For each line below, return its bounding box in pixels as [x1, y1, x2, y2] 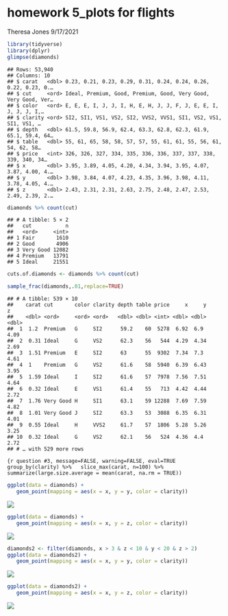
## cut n [7, 223, 69, 229]
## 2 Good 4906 [7, 240, 69, 248]
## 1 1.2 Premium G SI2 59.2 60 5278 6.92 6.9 [7, 326, 204, 332]
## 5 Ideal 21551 [7, 259, 69, 266]
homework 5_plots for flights [7, 5, 175, 21]
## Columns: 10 [7, 72, 51, 79]
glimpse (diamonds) [7, 54, 60, 60]
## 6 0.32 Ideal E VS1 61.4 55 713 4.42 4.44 [7, 386, 207, 393]
